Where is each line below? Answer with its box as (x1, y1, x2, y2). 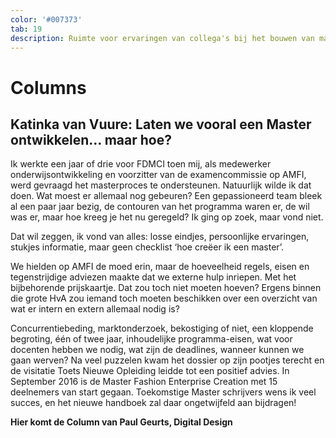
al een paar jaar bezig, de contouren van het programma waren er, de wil (10, 201, 310, 213)
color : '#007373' (10, 14, 83, 25)
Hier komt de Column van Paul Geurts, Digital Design (10, 416, 233, 428)
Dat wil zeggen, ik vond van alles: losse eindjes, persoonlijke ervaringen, (10, 231, 310, 243)
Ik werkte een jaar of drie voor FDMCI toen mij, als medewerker (10, 158, 272, 170)
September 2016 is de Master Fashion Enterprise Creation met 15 (10, 376, 278, 388)
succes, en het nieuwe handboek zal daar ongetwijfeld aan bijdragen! (10, 397, 297, 409)
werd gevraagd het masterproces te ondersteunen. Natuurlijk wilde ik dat (10, 179, 312, 191)
